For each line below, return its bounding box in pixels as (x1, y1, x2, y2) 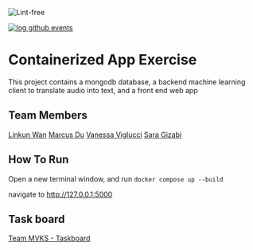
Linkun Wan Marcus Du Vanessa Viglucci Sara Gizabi (8, 130, 182, 139)
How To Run (8, 153, 69, 166)
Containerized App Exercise (8, 51, 197, 69)
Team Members (8, 108, 88, 123)
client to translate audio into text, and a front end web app (8, 85, 198, 95)
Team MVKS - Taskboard (8, 233, 91, 243)
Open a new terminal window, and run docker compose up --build (8, 174, 224, 183)
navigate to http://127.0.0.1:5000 (8, 189, 113, 199)
